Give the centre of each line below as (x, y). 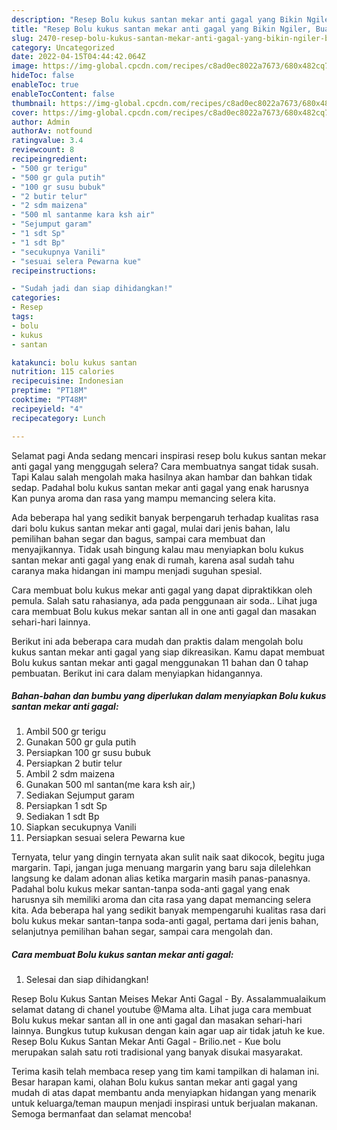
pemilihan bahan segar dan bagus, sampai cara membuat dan (138, 538)
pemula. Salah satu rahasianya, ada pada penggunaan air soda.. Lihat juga (164, 600)
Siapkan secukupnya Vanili (81, 827)
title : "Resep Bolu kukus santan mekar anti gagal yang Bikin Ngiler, (161, 29)
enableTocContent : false (63, 94)
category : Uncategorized (63, 47)
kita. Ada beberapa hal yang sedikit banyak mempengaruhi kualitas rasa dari (168, 910)
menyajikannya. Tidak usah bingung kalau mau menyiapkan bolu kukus (157, 549)
